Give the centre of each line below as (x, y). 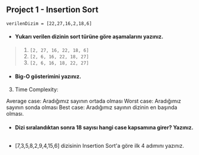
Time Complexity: (36, 89)
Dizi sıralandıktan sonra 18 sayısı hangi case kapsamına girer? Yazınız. (104, 127)
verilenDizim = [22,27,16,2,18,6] (49, 23)
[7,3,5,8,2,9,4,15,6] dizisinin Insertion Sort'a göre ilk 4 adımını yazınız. (99, 146)
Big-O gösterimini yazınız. (48, 76)
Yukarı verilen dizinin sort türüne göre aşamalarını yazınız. (89, 37)
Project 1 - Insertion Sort (52, 10)
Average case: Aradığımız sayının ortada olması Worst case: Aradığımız (94, 101)
